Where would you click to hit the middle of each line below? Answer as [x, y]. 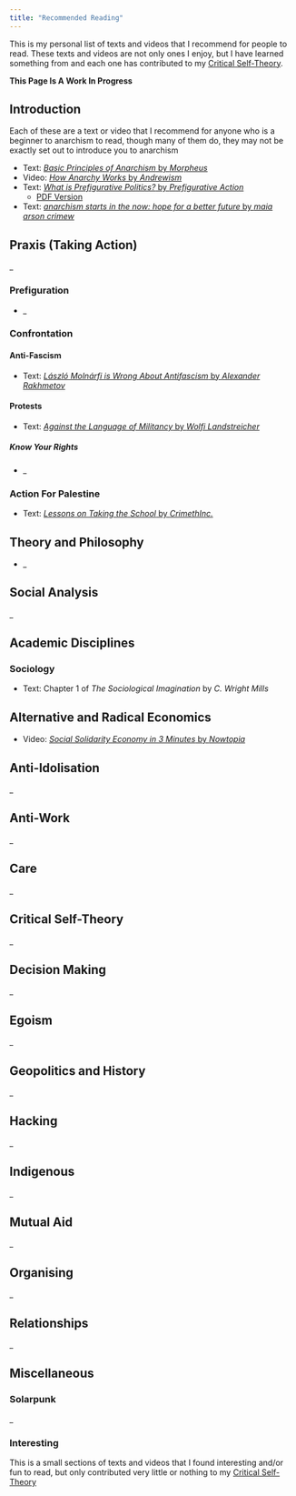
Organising [42, 1273]
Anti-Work [40, 818]
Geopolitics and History [78, 1071]
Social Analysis [54, 592]
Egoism [31, 1020]
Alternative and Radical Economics [110, 717]
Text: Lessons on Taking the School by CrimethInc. [118, 514]
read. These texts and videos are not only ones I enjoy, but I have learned [147, 53]
